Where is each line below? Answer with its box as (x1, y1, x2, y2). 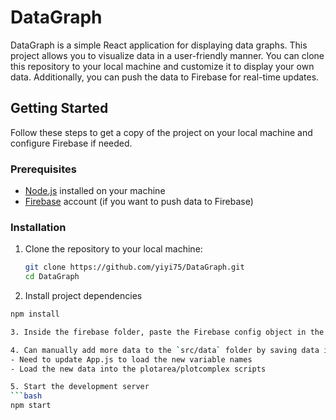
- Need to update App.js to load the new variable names (10, 354, 253, 365)
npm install (10, 309, 60, 320)
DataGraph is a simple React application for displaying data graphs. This (10, 39, 308, 51)
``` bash (10, 391, 43, 401)
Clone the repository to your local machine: (24, 243, 203, 255)
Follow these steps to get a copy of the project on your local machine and (10, 126, 313, 138)
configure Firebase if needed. (10, 137, 133, 149)
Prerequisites (10, 162, 77, 176)
